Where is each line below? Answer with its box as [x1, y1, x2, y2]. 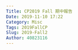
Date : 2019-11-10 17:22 [6, 14, 64, 20]
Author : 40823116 [6, 35, 48, 41]
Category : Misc [6, 19, 43, 25]
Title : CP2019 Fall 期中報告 [6, 8, 73, 14]
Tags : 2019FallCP [6, 24, 48, 30]
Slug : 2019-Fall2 [6, 30, 48, 36]
